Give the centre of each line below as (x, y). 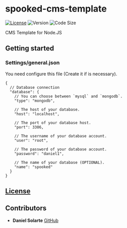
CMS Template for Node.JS (34, 32)
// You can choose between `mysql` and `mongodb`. (69, 96)
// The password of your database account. (61, 149)
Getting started (30, 48)
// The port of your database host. (53, 123)
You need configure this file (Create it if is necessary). (61, 74)
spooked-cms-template (56, 9)
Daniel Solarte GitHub (36, 220)
